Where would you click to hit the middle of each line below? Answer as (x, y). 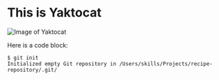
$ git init (23, 58)
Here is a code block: (38, 45)
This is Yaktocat (55, 13)
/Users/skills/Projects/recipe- (166, 63)
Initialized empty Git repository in (62, 63)
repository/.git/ (32, 70)
